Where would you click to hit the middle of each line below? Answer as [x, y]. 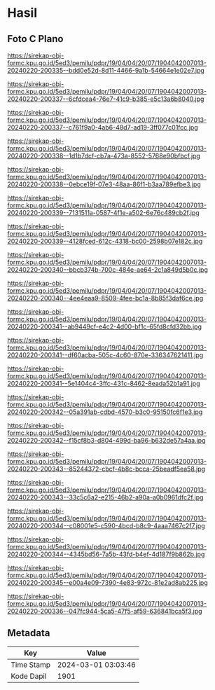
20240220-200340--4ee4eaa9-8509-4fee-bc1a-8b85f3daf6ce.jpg [105, 298]
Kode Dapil [29, 676]
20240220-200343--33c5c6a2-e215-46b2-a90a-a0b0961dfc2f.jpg [105, 497]
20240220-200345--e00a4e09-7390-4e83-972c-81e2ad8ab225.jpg [107, 582]
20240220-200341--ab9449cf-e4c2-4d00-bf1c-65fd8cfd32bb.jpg [104, 326]
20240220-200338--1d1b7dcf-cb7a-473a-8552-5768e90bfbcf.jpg [104, 156]
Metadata [29, 633]
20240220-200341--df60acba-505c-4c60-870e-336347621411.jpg [105, 355]
